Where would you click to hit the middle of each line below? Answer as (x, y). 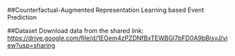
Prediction (22, 17)
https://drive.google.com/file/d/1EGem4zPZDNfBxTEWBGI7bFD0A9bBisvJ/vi (117, 38)
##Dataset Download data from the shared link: (76, 31)
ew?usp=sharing (31, 45)
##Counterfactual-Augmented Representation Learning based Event (106, 10)
